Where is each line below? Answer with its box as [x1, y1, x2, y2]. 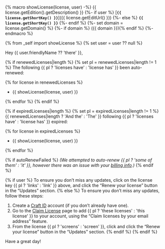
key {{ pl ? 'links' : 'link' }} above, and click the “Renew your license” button [5, 183, 158, 188]
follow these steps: [5, 193, 43, 199]
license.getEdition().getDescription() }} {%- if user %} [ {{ [5, 9, 122, 15]
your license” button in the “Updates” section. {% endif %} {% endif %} [12, 229, 158, 235]
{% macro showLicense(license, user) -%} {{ [5, 4, 97, 10]
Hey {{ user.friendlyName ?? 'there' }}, [5, 50, 83, 55]
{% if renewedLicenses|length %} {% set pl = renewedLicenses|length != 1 [5, 59, 157, 65]
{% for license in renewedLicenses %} [5, 79, 83, 85]
